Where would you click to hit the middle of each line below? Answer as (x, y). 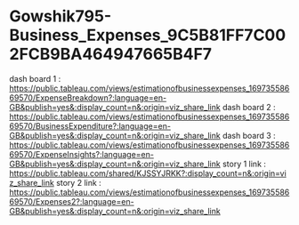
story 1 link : (244, 164)
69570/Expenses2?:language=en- (72, 201)
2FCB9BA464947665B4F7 (110, 54)
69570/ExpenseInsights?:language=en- (81, 154)
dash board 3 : (249, 135)
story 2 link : (79, 182)
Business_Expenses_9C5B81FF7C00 (148, 35)
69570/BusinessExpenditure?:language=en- (90, 125)
